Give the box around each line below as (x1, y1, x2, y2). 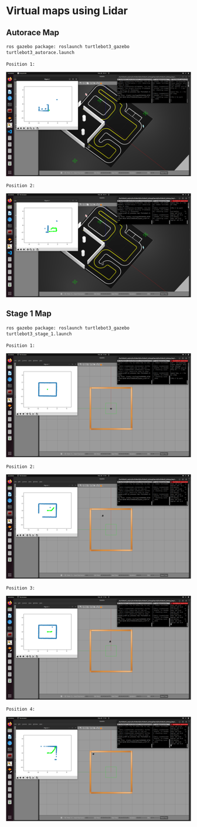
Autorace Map (6, 28, 60, 38)
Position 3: (6, 585, 35, 591)
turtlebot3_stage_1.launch (6, 330, 72, 337)
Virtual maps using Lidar (6, 4, 128, 18)
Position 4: (6, 706, 35, 713)
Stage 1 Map (6, 309, 52, 319)
